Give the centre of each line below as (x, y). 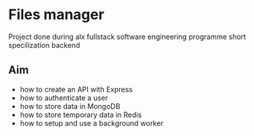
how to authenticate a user (64, 98)
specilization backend (44, 45)
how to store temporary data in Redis (81, 115)
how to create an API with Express (76, 89)
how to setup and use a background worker (91, 123)
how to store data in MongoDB (70, 106)
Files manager (56, 15)
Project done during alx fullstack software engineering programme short (127, 37)
